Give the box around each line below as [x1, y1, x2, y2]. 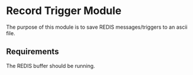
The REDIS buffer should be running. [6, 62, 96, 69]
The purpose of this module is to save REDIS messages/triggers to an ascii [6, 23, 188, 30]
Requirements [6, 47, 59, 57]
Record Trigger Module [6, 4, 122, 18]
